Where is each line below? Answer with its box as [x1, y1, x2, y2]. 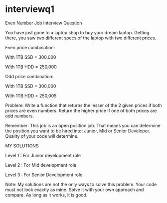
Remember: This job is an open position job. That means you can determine [5, 122, 161, 128]
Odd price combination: [5, 73, 54, 79]
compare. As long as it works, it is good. [5, 192, 88, 198]
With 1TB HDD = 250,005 [5, 93, 57, 99]
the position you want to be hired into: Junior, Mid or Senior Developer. [5, 128, 151, 134]
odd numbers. [5, 113, 34, 119]
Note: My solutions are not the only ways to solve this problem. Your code [5, 181, 157, 187]
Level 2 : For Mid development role [5, 162, 76, 168]
